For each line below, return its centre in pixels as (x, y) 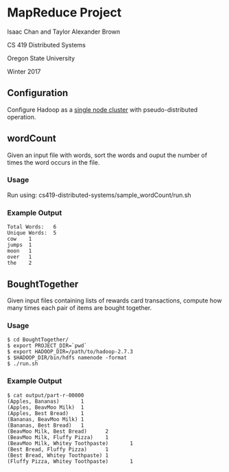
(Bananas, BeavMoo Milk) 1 (46, 419)
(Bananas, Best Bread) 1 (46, 425)
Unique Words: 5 (32, 233)
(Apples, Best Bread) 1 (46, 413)
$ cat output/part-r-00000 (46, 395)
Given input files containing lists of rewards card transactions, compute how (114, 300)
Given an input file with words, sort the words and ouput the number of (107, 155)
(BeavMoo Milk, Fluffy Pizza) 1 (58, 437)
